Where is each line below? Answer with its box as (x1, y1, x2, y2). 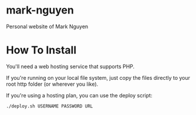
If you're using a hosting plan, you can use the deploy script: (6, 92, 153, 99)
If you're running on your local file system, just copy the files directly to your (6, 74, 191, 81)
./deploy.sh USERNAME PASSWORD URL (6, 103, 93, 109)
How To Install (6, 43, 77, 57)
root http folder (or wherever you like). (6, 80, 99, 87)
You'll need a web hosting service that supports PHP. (6, 63, 135, 70)
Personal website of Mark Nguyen (6, 23, 89, 30)
